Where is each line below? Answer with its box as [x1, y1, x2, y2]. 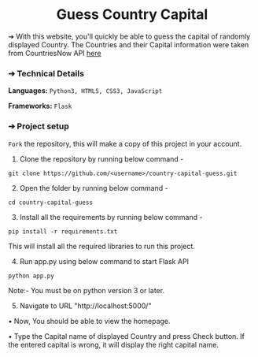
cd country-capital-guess [8, 199, 93, 206]
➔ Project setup [8, 121, 69, 132]
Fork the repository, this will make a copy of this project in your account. [8, 139, 242, 148]
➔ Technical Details [8, 68, 85, 79]
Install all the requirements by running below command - [19, 212, 203, 221]
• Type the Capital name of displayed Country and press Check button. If [8, 331, 245, 340]
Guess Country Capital [56, 6, 208, 24]
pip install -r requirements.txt [8, 227, 118, 236]
